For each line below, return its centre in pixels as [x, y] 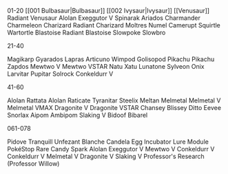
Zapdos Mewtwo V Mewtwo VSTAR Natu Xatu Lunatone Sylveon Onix [106, 66]
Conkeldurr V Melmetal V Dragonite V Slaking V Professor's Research [106, 156]
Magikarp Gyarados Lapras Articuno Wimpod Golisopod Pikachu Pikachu [111, 59]
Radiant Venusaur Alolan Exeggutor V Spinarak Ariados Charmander [104, 18]
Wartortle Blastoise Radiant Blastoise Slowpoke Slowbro [86, 32]
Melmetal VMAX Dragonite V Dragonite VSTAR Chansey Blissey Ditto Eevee [114, 108]
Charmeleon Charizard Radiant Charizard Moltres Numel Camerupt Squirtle [114, 25]
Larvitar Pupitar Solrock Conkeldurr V [60, 74]
